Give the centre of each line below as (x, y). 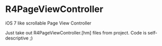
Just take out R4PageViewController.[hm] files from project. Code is (76, 32)
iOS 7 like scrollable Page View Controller (48, 23)
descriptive (17, 38)
